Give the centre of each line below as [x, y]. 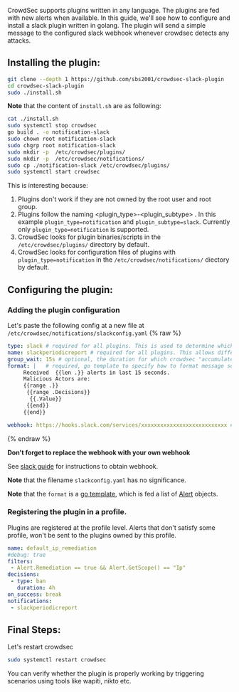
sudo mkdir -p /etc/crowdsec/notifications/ [76, 159]
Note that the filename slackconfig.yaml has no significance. [97, 480]
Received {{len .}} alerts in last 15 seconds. [97, 373]
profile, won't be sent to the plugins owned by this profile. [92, 535]
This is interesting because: [48, 186]
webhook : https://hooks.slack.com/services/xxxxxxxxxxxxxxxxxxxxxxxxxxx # [121, 425]
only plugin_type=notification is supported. [83, 230]
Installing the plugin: [54, 63]
